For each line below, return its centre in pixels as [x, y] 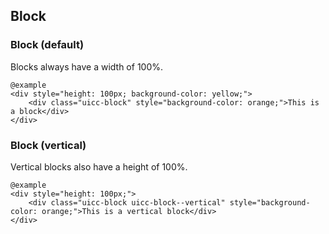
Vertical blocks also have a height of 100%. [99, 166]
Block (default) [47, 45]
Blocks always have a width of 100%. [87, 66]
